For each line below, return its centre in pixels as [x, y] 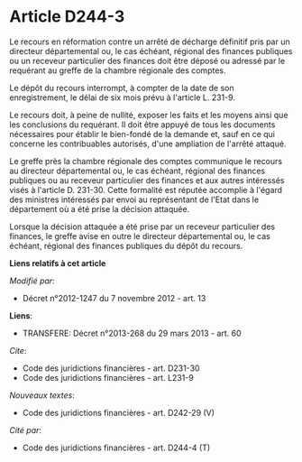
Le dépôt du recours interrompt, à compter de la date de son [122, 88]
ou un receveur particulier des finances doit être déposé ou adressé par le [147, 60]
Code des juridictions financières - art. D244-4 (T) [116, 448]
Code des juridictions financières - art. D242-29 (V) [118, 412]
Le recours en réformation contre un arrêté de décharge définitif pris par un [150, 42]
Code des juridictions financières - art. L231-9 [108, 377]
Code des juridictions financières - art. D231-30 [111, 368]
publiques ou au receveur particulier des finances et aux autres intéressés [147, 180]
